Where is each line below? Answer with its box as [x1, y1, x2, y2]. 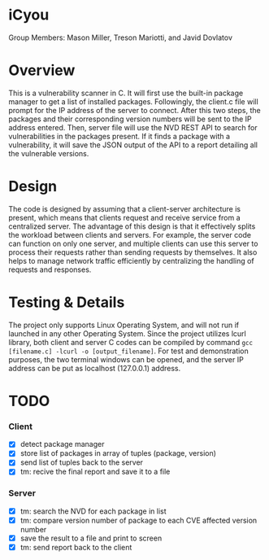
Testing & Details [8, 293, 125, 311]
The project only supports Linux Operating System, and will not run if [8, 320, 240, 330]
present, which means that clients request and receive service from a [8, 212, 241, 222]
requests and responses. [8, 265, 92, 274]
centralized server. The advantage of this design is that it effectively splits [8, 221, 256, 231]
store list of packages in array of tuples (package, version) [20, 448, 217, 458]
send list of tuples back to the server [20, 457, 144, 467]
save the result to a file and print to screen [20, 533, 163, 543]
